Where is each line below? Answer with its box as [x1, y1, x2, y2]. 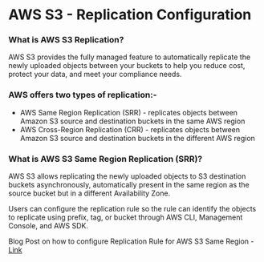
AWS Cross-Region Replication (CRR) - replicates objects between [19, 124, 241, 134]
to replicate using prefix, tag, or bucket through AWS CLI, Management [8, 212, 243, 222]
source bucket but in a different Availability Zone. [8, 188, 171, 198]
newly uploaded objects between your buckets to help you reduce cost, [8, 61, 246, 71]
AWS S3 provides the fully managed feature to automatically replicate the [8, 52, 251, 62]
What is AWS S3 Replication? [8, 34, 124, 46]
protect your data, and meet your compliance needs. [8, 70, 182, 79]
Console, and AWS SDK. [8, 221, 88, 231]
